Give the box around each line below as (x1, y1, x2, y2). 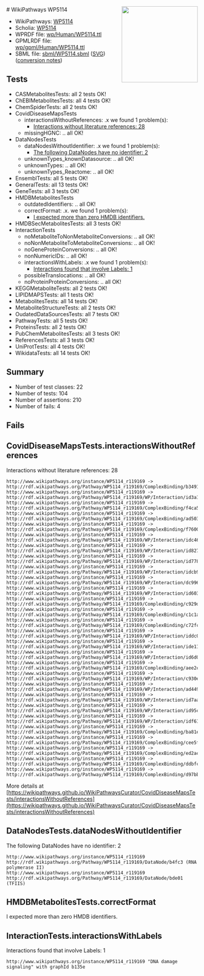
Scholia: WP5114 (15, 24, 56, 31)
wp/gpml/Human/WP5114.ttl (15, 44, 85, 51)
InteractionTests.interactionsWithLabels (6, 930, 163, 941)
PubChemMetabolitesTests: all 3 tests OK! (15, 330, 120, 337)
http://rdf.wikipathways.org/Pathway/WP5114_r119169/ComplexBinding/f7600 (6, 526, 200, 532)
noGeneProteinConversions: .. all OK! (24, 246, 117, 253)
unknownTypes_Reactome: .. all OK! (24, 168, 114, 175)
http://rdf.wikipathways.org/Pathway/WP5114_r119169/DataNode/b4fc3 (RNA (6, 859, 197, 865)
